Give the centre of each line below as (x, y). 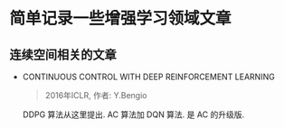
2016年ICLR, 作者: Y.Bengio (96, 95)
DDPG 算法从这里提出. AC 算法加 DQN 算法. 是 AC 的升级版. (133, 114)
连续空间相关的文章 (63, 55)
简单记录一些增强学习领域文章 (121, 18)
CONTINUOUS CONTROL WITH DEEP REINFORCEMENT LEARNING (149, 77)
